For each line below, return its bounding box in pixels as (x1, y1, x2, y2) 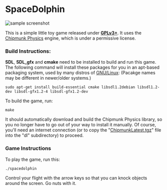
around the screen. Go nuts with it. (5, 180, 76, 186)
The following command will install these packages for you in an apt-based (5, 64, 160, 71)
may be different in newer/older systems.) (5, 75, 91, 81)
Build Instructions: (5, 48, 51, 55)
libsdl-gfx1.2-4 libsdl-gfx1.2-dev (14, 89, 88, 94)
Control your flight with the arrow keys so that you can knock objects (5, 174, 147, 181)
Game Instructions (5, 145, 51, 152)
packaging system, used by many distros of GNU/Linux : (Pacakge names (5, 70, 156, 76)
